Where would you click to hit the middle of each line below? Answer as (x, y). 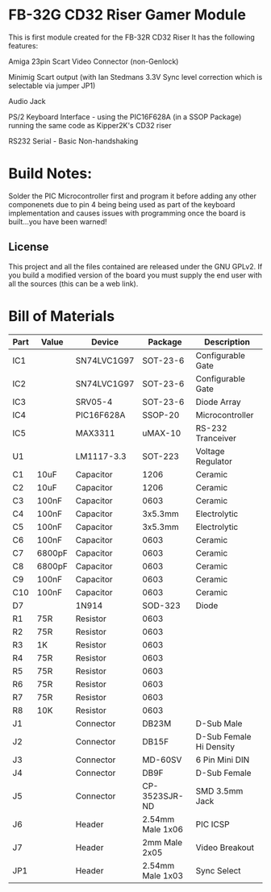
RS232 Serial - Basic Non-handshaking (73, 141)
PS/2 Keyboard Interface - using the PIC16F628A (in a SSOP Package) (125, 117)
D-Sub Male (219, 723)
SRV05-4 (94, 402)
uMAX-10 (162, 433)
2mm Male (163, 842)
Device (105, 342)
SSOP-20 (161, 415)
